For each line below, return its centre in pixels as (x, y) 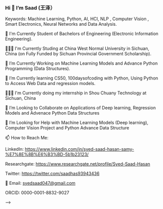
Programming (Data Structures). (38, 69)
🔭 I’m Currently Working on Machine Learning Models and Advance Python (81, 63)
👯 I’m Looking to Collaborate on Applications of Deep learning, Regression (81, 108)
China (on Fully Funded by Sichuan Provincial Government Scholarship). (78, 54)
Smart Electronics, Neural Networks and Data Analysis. (61, 24)
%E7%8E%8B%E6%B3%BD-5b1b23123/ (47, 155)
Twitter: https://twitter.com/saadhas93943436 (52, 173)
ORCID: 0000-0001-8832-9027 (37, 193)
